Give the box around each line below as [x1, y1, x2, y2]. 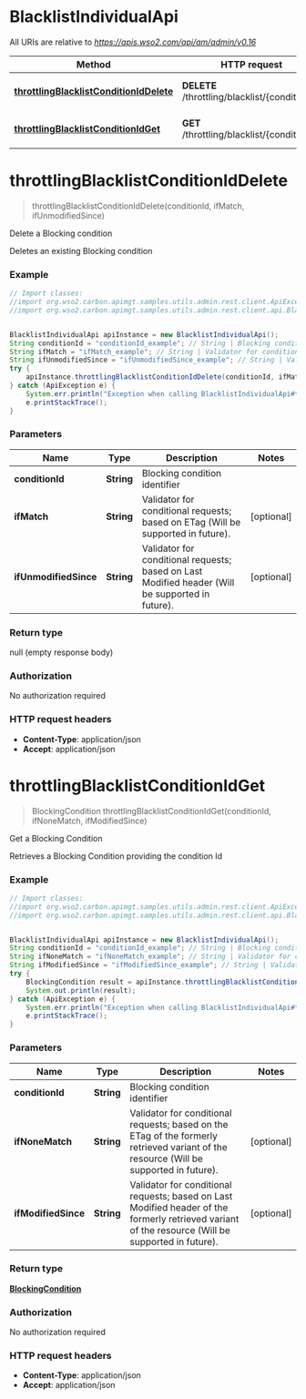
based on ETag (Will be [141, 516, 241, 528]
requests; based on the [129, 1118, 229, 1130]
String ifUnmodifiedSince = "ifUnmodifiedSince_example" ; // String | [9, 355, 283, 365]
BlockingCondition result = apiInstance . [25, 977, 185, 986]
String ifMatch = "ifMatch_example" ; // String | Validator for [9, 347, 259, 356]
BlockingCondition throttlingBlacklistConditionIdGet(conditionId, [31, 805, 271, 816]
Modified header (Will [141, 576, 235, 588]
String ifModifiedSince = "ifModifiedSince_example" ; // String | [9, 961, 267, 970]
